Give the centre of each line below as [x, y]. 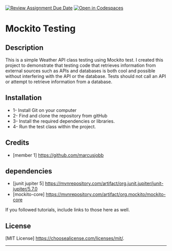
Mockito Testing [40, 29]
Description [24, 47]
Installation [24, 98]
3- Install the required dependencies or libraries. [64, 121]
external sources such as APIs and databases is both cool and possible [80, 71]
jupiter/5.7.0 [25, 189]
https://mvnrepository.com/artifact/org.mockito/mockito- [106, 195]
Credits [17, 143]
